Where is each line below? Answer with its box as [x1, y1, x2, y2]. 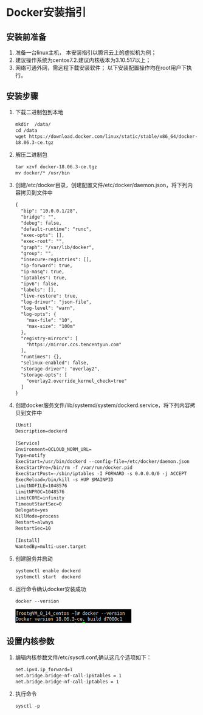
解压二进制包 [15, 151, 47, 158]
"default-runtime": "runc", [21, 226, 92, 232]
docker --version [15, 598, 60, 604]
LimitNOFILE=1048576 [15, 482, 67, 489]
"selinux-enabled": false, [21, 360, 89, 366]
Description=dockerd [15, 428, 67, 434]
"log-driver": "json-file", [21, 299, 92, 305]
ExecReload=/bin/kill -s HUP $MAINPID [15, 476, 114, 483]
